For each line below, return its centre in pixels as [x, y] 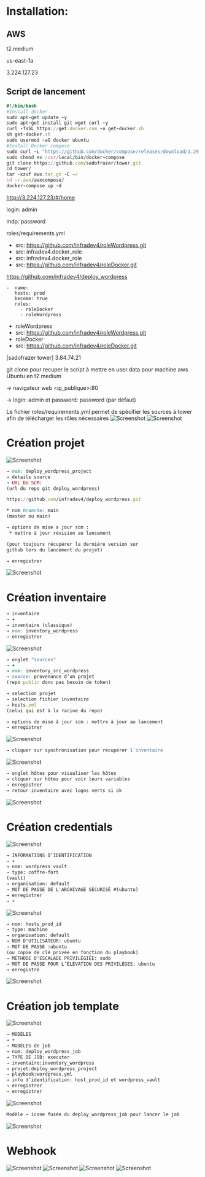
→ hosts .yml [21, 705]
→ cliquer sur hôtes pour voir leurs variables [68, 779]
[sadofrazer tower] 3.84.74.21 [44, 357]
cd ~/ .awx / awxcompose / [35, 180]
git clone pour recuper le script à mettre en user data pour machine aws [97, 369]
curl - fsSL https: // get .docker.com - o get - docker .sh [75, 129]
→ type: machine [27, 930]
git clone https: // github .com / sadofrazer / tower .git [74, 163]
